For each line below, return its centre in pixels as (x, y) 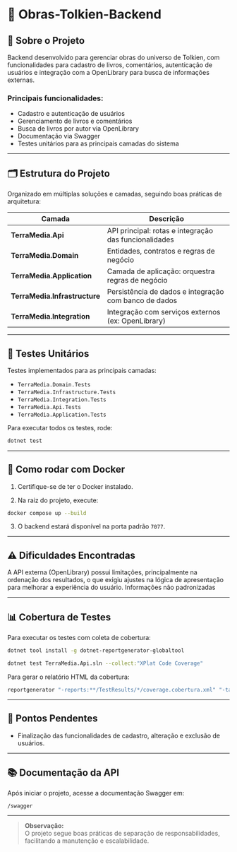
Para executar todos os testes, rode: (60, 427)
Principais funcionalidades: (55, 98)
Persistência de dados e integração (165, 292)
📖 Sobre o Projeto (46, 41)
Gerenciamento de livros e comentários (75, 121)
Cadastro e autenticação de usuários (71, 114)
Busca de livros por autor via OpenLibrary (78, 129)
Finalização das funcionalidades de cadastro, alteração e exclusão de (119, 735)
